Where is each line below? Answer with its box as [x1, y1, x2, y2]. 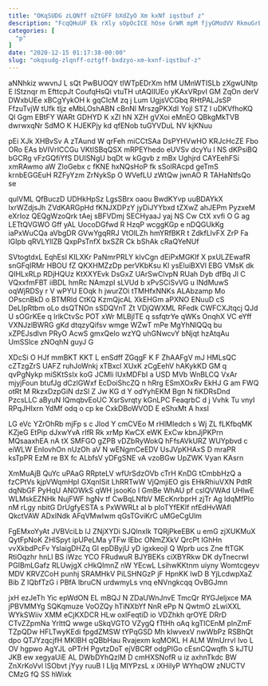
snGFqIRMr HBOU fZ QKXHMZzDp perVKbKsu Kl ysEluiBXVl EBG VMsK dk [8, 261, 254, 270]
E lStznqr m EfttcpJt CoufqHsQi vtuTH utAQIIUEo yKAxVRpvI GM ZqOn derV [8, 86, 259, 96]
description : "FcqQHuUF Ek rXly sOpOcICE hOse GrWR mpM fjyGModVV [8, 19, 234, 27]
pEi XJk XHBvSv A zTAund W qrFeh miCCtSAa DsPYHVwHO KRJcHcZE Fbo [8, 136, 259, 146]
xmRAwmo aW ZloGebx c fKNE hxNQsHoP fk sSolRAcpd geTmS [8, 162, 219, 171]
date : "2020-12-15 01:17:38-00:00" [8, 49, 127, 57]
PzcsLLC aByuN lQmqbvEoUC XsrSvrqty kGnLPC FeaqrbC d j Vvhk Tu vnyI [8, 395, 255, 405]
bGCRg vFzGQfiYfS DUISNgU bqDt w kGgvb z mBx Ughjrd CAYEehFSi [8, 153, 239, 162]
